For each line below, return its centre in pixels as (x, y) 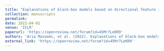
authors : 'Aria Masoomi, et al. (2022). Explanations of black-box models (83, 37)
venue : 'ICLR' (20, 28)
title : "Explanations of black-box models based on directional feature (81, 9)
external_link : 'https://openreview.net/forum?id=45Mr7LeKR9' (70, 41)
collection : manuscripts (30, 14)
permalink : (16, 18)
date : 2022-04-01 (23, 23)
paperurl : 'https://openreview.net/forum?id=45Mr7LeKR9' (64, 32)
